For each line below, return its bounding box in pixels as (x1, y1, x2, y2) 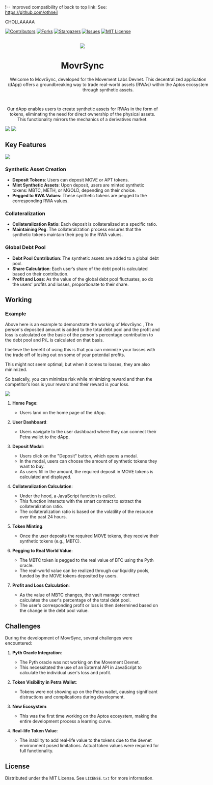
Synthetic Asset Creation (5, 166, 67, 173)
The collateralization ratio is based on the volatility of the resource (19, 509, 154, 514)
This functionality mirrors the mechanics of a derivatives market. (17, 116, 148, 122)
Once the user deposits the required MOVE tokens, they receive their (19, 533, 159, 539)
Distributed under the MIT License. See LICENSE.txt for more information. (5, 775, 154, 781)
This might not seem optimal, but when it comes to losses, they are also (5, 362, 150, 367)
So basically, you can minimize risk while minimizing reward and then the (5, 376, 153, 382)
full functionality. (19, 748, 53, 754)
